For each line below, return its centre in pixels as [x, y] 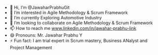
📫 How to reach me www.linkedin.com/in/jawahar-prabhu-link [73, 28]
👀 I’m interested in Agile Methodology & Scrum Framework [69, 13]
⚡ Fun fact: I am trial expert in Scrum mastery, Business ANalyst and [79, 41]
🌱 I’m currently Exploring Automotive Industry [56, 18]
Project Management [31, 48]
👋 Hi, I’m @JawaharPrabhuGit [39, 7]
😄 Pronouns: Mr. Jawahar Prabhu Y [46, 35]
